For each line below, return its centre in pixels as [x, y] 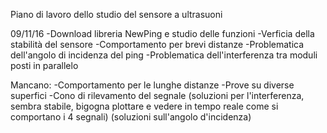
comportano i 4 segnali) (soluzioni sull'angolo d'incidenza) [131, 117]
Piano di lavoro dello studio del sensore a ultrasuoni [116, 14]
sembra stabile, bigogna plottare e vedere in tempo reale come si [144, 106]
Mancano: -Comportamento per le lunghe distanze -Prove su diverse [152, 85]
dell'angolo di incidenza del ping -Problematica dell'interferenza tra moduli [164, 55]
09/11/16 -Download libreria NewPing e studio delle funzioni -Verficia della [162, 33]
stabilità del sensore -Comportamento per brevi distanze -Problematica [157, 44]
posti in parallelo [44, 65]
